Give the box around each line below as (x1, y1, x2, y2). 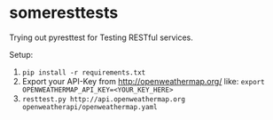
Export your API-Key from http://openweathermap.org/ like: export (21, 76, 265, 86)
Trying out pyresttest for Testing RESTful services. (9, 32, 193, 43)
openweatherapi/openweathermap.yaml (21, 102, 158, 111)
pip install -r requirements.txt (21, 68, 146, 77)
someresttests (9, 3, 119, 23)
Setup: (9, 49, 34, 60)
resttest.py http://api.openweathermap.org (21, 94, 186, 104)
